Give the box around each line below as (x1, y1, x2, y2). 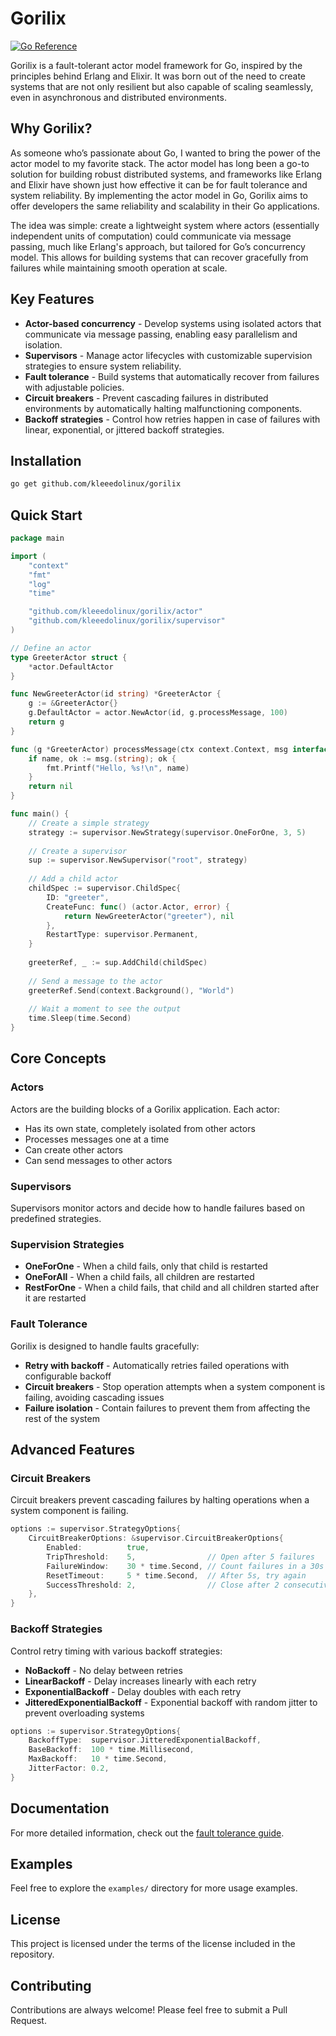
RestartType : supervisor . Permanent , (46, 930, 199, 940)
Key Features (10, 291, 95, 308)
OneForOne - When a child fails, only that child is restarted (24, 1260, 268, 1272)
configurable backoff (24, 1370, 112, 1382)
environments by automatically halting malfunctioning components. (24, 402, 303, 414)
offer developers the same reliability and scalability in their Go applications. (10, 200, 320, 212)
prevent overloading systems (24, 1707, 145, 1719)
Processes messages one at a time (24, 1133, 170, 1145)
